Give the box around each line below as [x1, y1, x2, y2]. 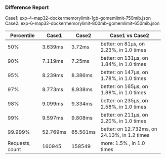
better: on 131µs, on [100, 55, 148, 62]
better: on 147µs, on [100, 69, 148, 76]
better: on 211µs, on [100, 112, 148, 119]
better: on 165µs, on [100, 83, 148, 90]
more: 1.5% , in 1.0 [100, 140, 145, 147]
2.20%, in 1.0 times [100, 118, 147, 124]
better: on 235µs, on [100, 97, 148, 104]
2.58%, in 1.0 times [100, 103, 147, 110]
